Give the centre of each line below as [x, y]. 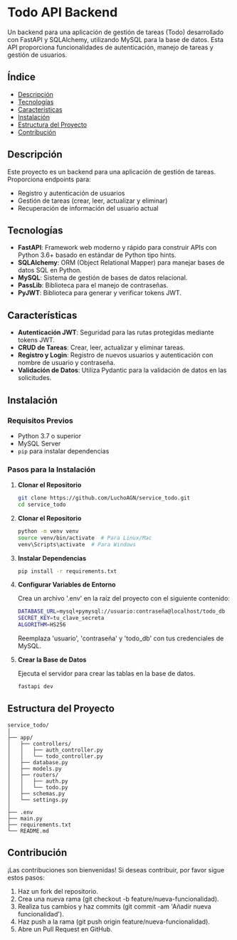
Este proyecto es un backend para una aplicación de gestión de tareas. [111, 171]
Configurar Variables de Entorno [67, 585]
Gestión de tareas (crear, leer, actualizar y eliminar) [93, 201]
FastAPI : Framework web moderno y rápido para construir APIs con [117, 248]
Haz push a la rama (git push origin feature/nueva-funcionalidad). [114, 921]
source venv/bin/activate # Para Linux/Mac [85, 538]
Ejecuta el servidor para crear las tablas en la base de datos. [106, 674]
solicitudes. [35, 378]
